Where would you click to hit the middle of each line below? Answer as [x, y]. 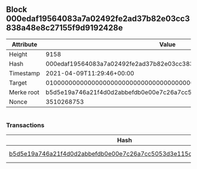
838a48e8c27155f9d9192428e [64, 28]
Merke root [24, 92]
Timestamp [25, 73]
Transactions [26, 125]
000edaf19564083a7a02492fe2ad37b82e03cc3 [98, 19]
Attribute [24, 44]
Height [18, 54]
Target [18, 82]
